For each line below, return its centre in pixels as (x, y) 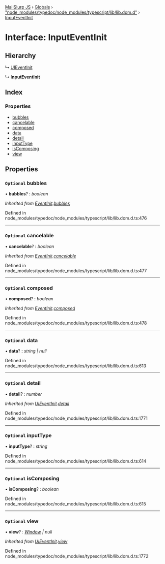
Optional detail (23, 383)
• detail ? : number (24, 394)
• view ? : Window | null (29, 532)
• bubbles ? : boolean (27, 194)
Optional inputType (28, 436)
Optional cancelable (29, 236)
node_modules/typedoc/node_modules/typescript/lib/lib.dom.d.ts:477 (76, 271)
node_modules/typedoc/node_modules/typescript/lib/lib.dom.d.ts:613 (76, 366)
